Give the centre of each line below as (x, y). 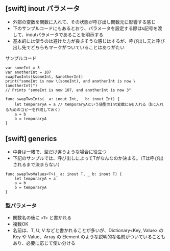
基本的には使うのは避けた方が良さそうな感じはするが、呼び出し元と (84, 41)
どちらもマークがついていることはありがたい (78, 47)
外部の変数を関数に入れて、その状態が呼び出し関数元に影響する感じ (84, 22)
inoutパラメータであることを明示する (65, 35)
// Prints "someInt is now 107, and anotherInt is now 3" (68, 90)
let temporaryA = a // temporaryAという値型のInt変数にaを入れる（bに (85, 104)
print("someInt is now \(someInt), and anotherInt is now (68, 81)
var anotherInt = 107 (28, 72)
